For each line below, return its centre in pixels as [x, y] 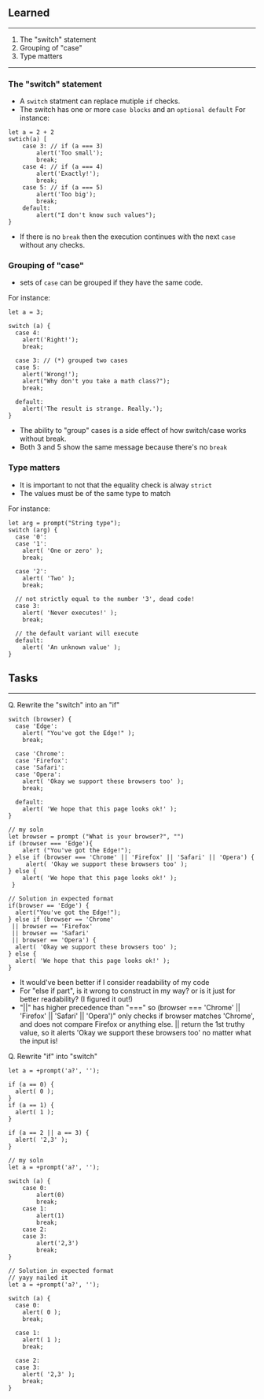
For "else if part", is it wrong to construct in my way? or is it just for [127, 990]
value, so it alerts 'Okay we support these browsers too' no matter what [135, 1032]
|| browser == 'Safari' [50, 933]
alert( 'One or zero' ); [63, 550]
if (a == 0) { [31, 1084]
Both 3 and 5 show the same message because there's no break [123, 447]
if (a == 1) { [31, 1105]
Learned [29, 13]
